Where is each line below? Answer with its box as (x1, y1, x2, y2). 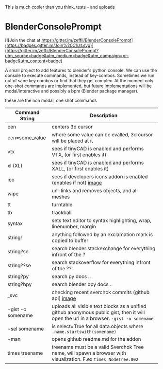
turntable (51, 201, 73, 208)
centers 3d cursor (51, 123, 93, 130)
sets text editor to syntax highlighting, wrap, (51, 217, 152, 223)
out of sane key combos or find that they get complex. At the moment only (5, 77, 154, 83)
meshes (51, 193, 70, 200)
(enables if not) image (51, 179, 102, 186)
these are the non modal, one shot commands (5, 97, 97, 103)
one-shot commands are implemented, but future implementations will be (5, 83, 152, 89)
